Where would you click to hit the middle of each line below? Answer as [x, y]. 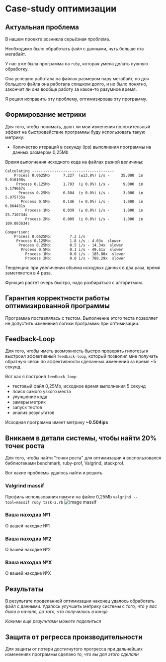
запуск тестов [27, 408]
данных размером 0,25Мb [40, 152]
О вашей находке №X [28, 573]
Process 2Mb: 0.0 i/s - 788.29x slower [75, 258]
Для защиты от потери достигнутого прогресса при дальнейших [74, 649]
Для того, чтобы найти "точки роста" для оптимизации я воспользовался [83, 458]
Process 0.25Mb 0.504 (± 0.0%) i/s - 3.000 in [81, 193]
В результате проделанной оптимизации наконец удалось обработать [80, 601]
